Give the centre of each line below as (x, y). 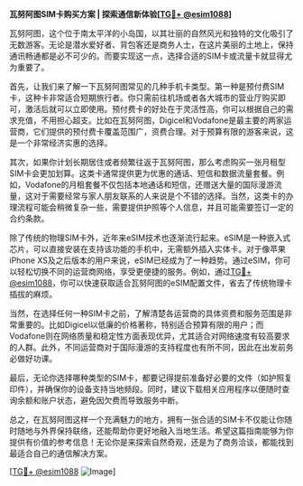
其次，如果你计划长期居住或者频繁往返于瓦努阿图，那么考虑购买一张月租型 (147, 162)
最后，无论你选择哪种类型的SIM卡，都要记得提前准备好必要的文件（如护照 (147, 378)
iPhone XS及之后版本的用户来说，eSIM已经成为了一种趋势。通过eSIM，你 (146, 260)
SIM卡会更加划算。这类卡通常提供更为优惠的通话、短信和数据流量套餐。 (143, 173)
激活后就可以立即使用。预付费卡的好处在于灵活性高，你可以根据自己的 (155, 109)
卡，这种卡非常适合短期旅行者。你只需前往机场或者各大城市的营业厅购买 (143, 98)
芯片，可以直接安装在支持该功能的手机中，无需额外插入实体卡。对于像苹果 (147, 249)
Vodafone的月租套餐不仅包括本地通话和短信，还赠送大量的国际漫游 (150, 185)
